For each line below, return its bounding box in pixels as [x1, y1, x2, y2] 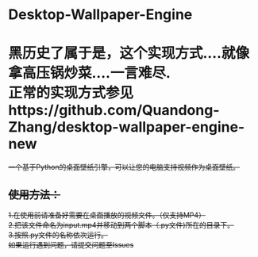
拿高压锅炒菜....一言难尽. [8, 64, 171, 82]
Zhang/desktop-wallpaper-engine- [8, 118, 245, 136]
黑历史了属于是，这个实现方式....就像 [8, 44, 250, 63]
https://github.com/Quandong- [8, 102, 220, 120]
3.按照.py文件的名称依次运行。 [8, 230, 109, 240]
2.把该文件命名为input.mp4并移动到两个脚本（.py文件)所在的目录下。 [8, 220, 234, 229]
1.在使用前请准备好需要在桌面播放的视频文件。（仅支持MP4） [8, 210, 206, 220]
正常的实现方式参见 [8, 84, 134, 102]
